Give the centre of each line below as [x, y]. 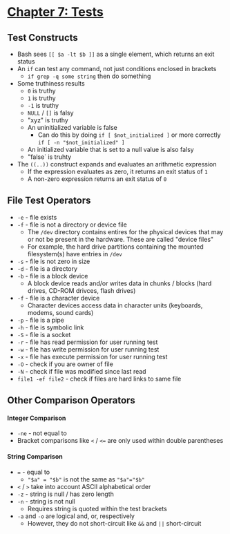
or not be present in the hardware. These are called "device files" [121, 239]
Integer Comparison [37, 418]
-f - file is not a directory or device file [72, 225]
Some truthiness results [51, 83]
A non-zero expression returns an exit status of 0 [97, 179]
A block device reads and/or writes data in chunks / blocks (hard [119, 283]
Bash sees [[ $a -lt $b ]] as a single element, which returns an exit [116, 54]
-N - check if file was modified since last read [82, 371]
